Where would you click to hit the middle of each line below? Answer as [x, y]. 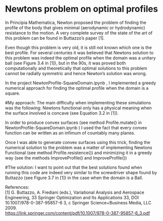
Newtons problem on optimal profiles [81, 9]
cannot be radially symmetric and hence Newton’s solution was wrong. [76, 73]
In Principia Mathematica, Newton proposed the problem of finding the [76, 22]
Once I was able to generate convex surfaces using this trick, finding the [78, 142]
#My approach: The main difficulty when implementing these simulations [78, 102]
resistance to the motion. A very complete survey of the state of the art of [79, 33]
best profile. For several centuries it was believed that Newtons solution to [79, 53]
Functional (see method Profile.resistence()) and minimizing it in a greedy [79, 153]
